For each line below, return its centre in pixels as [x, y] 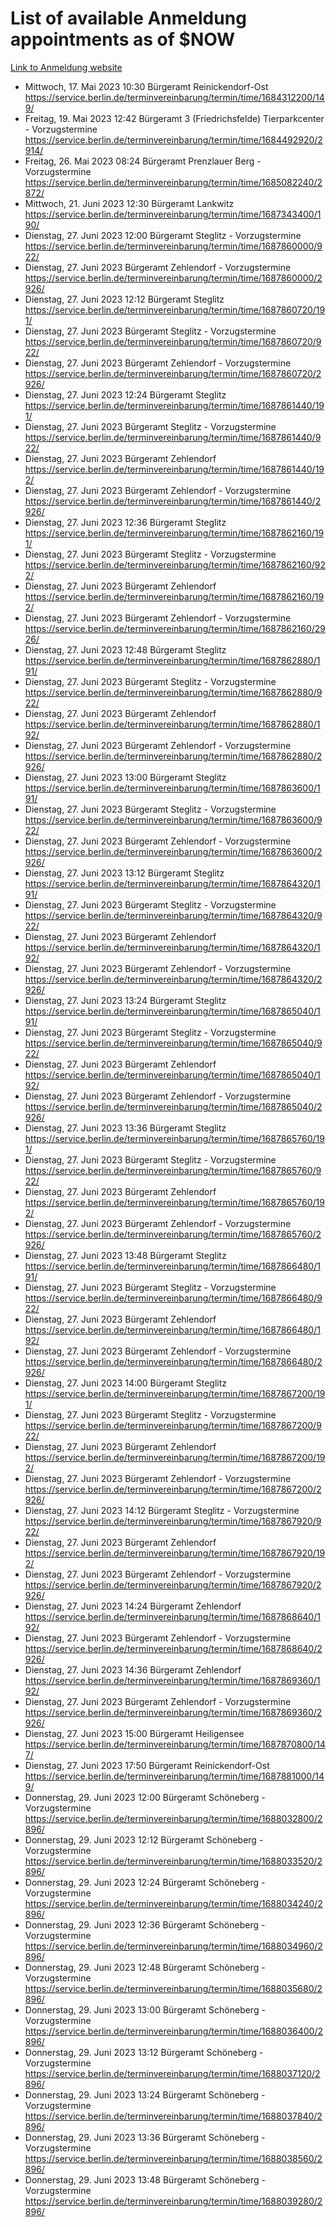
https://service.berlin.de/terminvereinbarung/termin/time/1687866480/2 [173, 1361]
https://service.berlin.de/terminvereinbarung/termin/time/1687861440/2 [173, 501]
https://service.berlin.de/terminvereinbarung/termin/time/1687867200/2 [173, 1489]
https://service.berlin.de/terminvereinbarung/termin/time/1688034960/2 [173, 1946]
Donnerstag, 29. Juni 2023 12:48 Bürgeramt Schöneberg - [145, 1967]
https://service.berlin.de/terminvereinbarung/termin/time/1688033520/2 [173, 1861]
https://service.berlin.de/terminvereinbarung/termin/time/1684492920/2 [173, 139]
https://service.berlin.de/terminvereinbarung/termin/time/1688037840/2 [173, 2116]
